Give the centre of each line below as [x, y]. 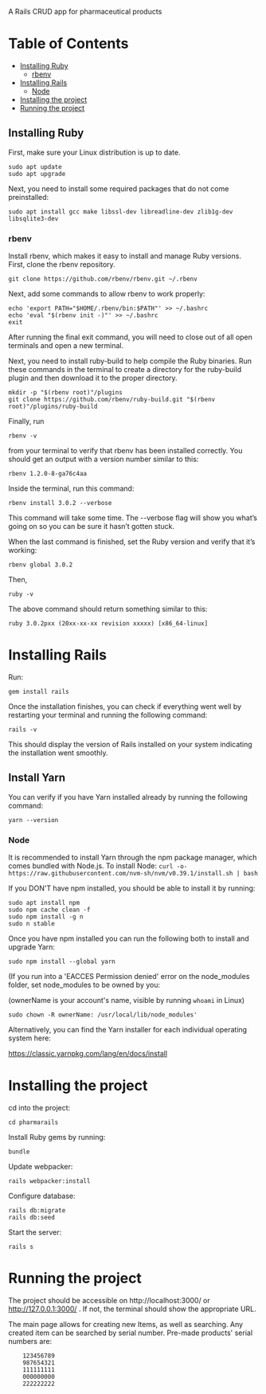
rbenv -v [23, 436]
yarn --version [33, 820]
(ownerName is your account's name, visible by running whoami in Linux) [127, 1000]
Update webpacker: [41, 1167]
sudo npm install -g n [46, 917]
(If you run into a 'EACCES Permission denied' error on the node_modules [129, 977]
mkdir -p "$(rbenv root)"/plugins [66, 393]
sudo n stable [32, 924]
